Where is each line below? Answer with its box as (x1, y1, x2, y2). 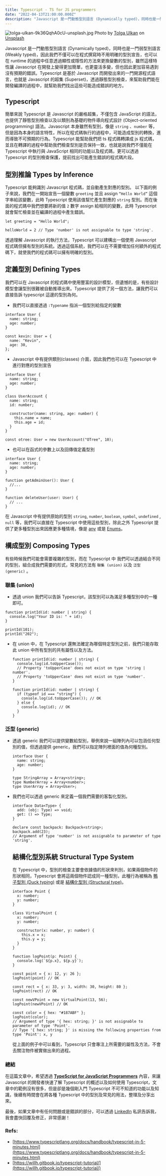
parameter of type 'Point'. (12, 1023, 70, 1028)
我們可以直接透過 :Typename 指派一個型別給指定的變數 (12, 302, 122, 308)
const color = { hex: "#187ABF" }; (12, 1011, 86, 1016)
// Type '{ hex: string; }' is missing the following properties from (12, 1028, 161, 1033)
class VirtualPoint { (12, 911, 57, 916)
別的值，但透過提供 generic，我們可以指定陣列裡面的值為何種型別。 (12, 744, 151, 750)
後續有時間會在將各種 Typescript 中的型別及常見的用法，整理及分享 (13, 1092, 151, 1098)
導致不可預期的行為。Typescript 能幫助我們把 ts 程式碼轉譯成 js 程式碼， (9, 136, 157, 142)
